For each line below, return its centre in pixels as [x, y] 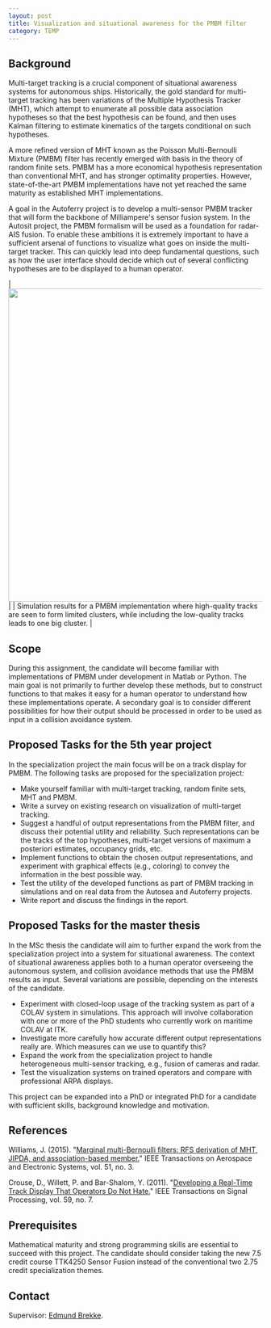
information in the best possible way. [81, 874]
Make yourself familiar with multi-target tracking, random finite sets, [133, 788]
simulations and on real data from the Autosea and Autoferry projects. [136, 891]
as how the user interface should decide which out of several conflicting [128, 260]
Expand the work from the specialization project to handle [116, 1055]
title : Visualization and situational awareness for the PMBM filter [128, 23]
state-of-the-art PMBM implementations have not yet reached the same [128, 185]
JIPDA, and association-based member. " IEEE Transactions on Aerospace [130, 1158]
